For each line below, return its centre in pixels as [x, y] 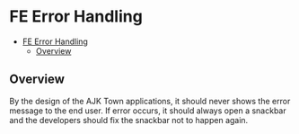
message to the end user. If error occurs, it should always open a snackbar [148, 111]
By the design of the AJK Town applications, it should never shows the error [150, 101]
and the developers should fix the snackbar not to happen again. [129, 120]
